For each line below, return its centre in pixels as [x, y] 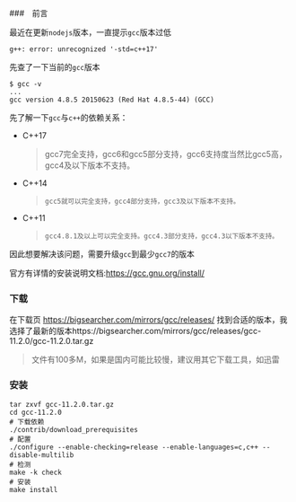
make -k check [36, 472]
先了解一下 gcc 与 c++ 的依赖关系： [69, 118]
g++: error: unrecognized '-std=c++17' [84, 49]
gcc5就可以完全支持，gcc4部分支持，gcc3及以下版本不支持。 [142, 201]
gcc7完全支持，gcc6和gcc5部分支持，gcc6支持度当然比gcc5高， [165, 154]
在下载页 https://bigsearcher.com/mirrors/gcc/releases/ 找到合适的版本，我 [148, 320]
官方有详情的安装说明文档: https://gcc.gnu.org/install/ [107, 273]
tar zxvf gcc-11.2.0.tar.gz [62, 404]
